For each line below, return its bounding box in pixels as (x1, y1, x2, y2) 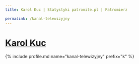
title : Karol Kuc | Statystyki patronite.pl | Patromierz (5, 7, 128, 12)
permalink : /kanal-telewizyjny (5, 16, 70, 21)
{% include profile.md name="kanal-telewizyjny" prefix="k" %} (5, 54, 135, 60)
